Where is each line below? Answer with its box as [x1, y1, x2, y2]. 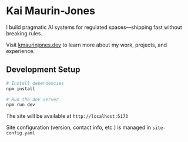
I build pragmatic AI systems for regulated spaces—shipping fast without [6, 24, 182, 31]
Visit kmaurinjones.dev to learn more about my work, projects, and [6, 41, 167, 48]
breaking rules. [6, 29, 43, 37]
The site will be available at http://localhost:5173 [6, 113, 128, 120]
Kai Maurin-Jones [6, 4, 96, 18]
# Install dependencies [6, 80, 65, 86]
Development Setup [6, 65, 80, 75]
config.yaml [6, 130, 35, 136]
